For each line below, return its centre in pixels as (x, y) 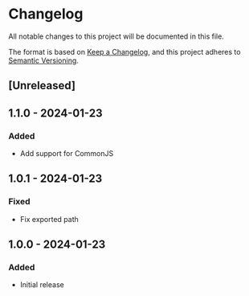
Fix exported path (49, 219)
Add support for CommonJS (67, 154)
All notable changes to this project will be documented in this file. (116, 36)
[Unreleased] (42, 86)
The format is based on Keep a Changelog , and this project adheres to (124, 51)
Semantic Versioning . (43, 60)
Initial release (42, 285)
